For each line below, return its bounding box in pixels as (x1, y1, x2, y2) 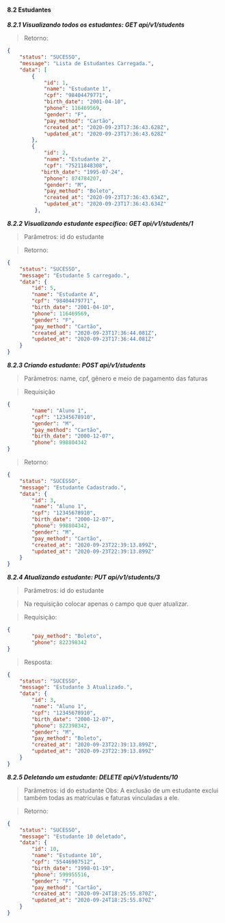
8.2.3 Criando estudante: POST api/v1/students (7, 361, 146, 369)
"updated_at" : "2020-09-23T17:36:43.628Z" (43, 130, 167, 137)
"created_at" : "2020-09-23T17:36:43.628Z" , (43, 124, 170, 130)
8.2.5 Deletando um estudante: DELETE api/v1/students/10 (7, 773, 178, 781)
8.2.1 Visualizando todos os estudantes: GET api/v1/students (7, 21, 185, 29)
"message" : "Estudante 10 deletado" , (19, 833, 127, 840)
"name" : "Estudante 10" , (31, 852, 103, 859)
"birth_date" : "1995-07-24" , (40, 168, 124, 175)
